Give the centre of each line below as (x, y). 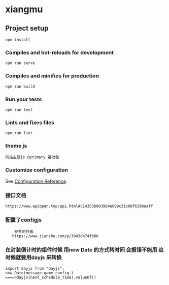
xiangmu (24, 9)
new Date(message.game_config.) (39, 273)
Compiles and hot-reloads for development (60, 52)
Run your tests (24, 99)
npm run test (19, 110)
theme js (16, 146)
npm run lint (19, 133)
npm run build (20, 87)
